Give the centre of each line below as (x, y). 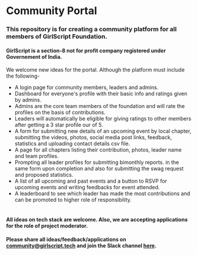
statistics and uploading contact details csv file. (72, 144)
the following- (23, 76)
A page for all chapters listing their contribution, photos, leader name (98, 150)
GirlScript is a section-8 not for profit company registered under (86, 51)
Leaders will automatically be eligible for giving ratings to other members (103, 119)
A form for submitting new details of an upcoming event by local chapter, (103, 131)
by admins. (28, 100)
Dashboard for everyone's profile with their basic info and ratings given (101, 94)
